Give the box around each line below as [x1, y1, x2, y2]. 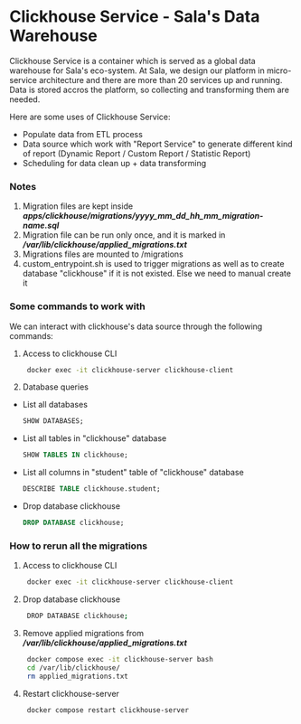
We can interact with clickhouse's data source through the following [9, 321, 263, 332]
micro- [266, 65, 292, 76]
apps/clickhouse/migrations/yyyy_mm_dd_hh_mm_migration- [22, 211, 264, 221]
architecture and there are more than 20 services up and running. [39, 74, 283, 85]
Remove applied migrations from [22, 627, 145, 638]
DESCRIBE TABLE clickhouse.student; [22, 484, 161, 494]
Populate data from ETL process [22, 128, 143, 139]
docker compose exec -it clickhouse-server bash [26, 654, 214, 663]
